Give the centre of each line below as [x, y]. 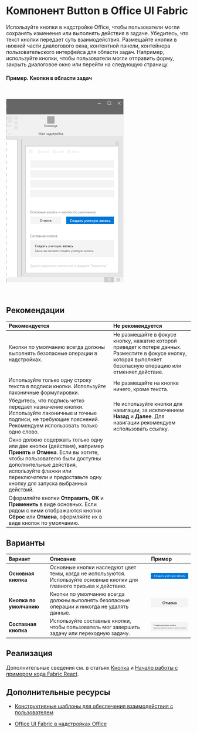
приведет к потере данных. [147, 347]
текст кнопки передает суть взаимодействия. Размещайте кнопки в [91, 39]
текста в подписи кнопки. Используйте [57, 386]
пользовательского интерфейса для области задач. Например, [85, 52]
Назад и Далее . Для [139, 416]
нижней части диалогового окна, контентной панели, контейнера [88, 46]
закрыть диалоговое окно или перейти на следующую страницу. [87, 64]
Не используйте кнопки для [148, 403]
